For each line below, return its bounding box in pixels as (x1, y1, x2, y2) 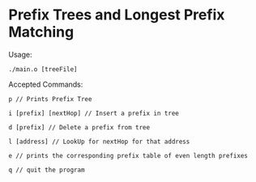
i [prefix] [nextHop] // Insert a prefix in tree (8, 109, 180, 117)
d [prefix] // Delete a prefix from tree (8, 123, 151, 131)
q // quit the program (8, 166, 85, 174)
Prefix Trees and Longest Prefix (8, 6, 225, 24)
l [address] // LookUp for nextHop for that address (8, 138, 190, 146)
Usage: (8, 49, 32, 59)
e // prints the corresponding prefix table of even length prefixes (8, 151, 249, 159)
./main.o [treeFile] (8, 65, 79, 74)
